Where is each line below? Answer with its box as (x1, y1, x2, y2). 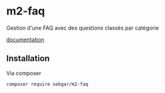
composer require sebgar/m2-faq (6, 81, 88, 87)
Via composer (6, 69, 41, 77)
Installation (6, 53, 50, 64)
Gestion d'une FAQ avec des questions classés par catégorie (6, 24, 160, 31)
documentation (6, 36, 44, 43)
